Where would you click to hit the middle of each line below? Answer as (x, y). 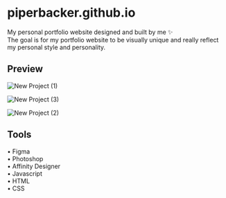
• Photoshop (25, 158)
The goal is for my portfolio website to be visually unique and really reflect (113, 40)
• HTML (18, 181)
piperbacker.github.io (71, 13)
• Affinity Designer (34, 166)
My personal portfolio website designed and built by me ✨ (90, 32)
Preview (25, 69)
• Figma (19, 151)
